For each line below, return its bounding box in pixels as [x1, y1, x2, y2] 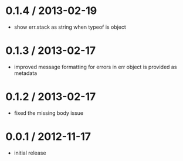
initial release [13, 149, 46, 156]
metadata [13, 69, 38, 77]
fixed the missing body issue [13, 109, 83, 117]
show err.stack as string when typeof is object [13, 23, 127, 30]
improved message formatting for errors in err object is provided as [13, 63, 177, 70]
